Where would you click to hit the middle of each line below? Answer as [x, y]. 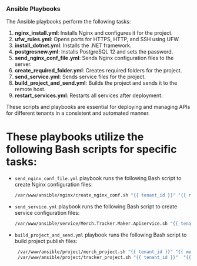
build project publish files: [46, 241]
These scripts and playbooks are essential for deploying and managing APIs [98, 107]
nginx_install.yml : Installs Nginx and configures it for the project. [94, 33]
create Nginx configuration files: [54, 185]
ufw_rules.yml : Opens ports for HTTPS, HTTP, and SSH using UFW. [97, 39]
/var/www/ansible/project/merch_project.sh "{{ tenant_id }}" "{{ [101, 252]
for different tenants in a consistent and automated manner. [78, 113]
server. [23, 64]
